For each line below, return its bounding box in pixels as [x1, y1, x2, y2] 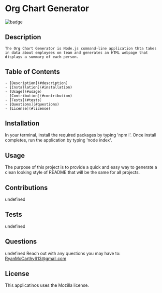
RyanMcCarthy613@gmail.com [5, 256, 67, 261]
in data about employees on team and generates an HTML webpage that [5, 50, 148, 55]
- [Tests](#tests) [5, 98, 42, 103]
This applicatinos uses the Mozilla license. [5, 282, 89, 288]
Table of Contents [5, 68, 60, 76]
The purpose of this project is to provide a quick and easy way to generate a [5, 164, 157, 170]
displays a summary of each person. [5, 54, 79, 59]
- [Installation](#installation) [5, 85, 73, 90]
